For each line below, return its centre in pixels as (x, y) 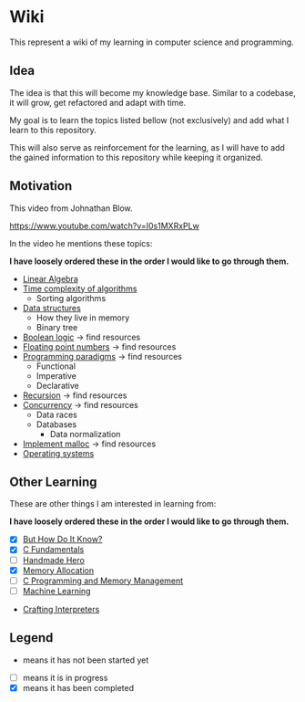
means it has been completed (78, 687)
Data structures (52, 308)
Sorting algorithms (71, 298)
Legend (31, 638)
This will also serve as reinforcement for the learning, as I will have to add (147, 147)
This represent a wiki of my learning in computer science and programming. (152, 42)
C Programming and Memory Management (103, 581)
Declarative (57, 385)
